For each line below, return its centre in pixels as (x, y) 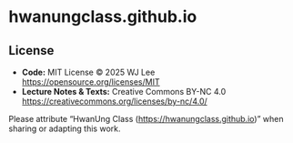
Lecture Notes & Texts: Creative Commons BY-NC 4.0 (124, 92)
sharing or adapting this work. (65, 128)
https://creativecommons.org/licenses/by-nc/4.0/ (115, 101)
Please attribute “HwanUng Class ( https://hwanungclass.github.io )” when (146, 119)
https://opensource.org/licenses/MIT (91, 82)
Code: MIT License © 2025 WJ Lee (88, 72)
